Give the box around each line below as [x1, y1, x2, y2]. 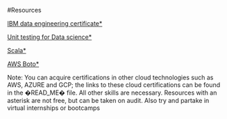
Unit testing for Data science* [7, 33, 92, 41]
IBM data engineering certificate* [7, 19, 103, 27]
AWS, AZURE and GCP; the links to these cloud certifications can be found [7, 81, 221, 89]
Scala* [7, 47, 26, 54]
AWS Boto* [7, 60, 40, 68]
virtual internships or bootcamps [7, 104, 101, 112]
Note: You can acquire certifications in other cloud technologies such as [7, 73, 214, 81]
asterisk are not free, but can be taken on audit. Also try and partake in [7, 97, 210, 104]
